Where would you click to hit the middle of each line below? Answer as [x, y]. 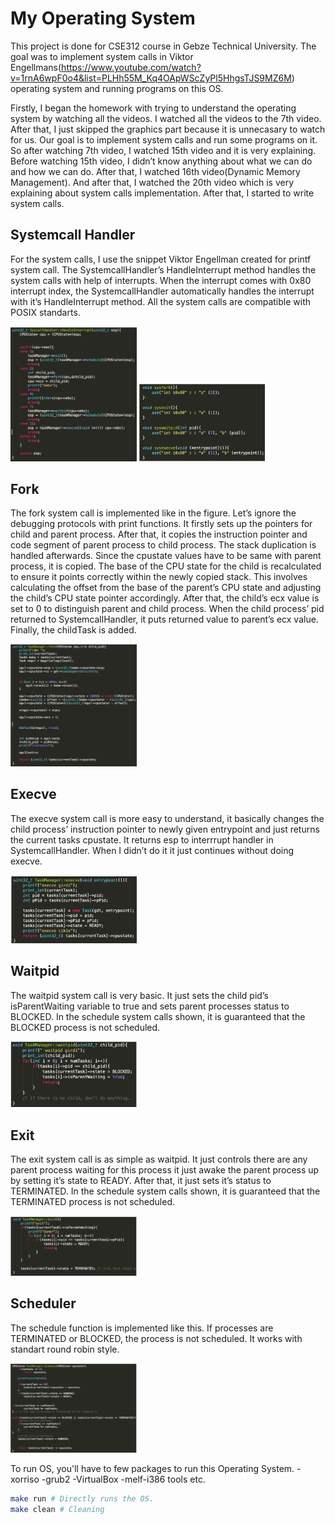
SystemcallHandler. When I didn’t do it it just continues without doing [152, 850]
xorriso [25, 1479]
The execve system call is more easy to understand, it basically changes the [167, 818]
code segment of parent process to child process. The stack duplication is [163, 545]
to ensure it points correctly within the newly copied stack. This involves [159, 577]
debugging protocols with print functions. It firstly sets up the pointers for [161, 524]
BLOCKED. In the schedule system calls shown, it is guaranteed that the [158, 1016]
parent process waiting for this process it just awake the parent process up [165, 1170]
